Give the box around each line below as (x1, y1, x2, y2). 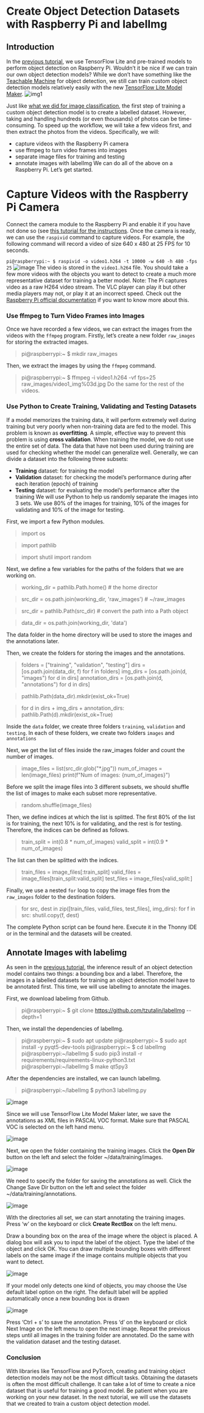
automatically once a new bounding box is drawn (6, 1295, 130, 1302)
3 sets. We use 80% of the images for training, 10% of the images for (15, 500, 189, 507)
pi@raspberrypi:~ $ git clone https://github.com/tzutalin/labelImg (21, 1007, 185, 1014)
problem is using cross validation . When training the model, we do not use (6, 435, 194, 443)
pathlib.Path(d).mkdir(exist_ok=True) (21, 710, 113, 718)
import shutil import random (21, 553, 91, 561)
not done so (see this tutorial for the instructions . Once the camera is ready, (6, 227, 197, 234)
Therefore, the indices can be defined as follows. (6, 826, 130, 833)
